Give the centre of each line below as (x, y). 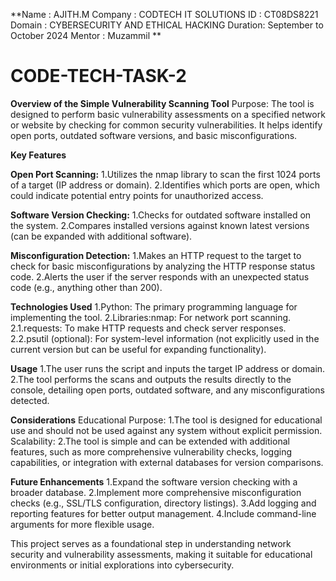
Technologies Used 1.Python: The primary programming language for (154, 306)
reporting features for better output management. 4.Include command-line (163, 513)
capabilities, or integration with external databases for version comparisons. (167, 462)
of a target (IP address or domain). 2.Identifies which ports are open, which (165, 185)
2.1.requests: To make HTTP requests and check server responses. (148, 328)
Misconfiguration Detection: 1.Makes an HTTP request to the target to (156, 255)
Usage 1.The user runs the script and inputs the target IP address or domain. (168, 368)
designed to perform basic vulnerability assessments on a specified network (168, 114)
